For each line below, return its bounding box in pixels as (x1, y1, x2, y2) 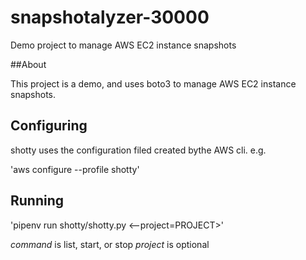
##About (10, 58, 47, 70)
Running (10, 192, 65, 210)
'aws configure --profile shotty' (10, 163, 140, 175)
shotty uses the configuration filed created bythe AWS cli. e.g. (10, 144, 267, 156)
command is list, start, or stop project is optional (10, 238, 210, 250)
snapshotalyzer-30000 (10, 6, 210, 29)
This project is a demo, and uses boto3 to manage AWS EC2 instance (10, 77, 297, 90)
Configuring (10, 117, 88, 135)
